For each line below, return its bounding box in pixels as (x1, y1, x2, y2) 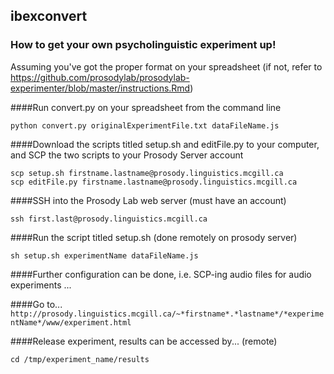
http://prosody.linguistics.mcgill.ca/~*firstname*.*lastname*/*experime (10, 309, 325, 319)
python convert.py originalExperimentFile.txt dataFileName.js (10, 120, 280, 131)
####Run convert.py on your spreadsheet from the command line (10, 101, 282, 113)
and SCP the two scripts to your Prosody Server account (10, 149, 244, 161)
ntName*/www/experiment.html (10, 317, 132, 328)
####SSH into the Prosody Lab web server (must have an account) (10, 194, 287, 206)
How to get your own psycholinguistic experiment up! (10, 38, 277, 52)
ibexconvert (10, 8, 88, 25)
